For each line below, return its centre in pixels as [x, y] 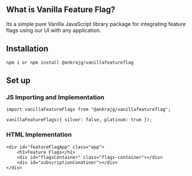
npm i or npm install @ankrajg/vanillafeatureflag [70, 62]
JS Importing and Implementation [55, 97]
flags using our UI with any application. [54, 30]
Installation [27, 49]
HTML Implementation [39, 135]
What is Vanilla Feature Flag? [61, 10]
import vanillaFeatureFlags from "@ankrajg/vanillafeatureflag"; [88, 110]
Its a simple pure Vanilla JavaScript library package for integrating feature [96, 24]
